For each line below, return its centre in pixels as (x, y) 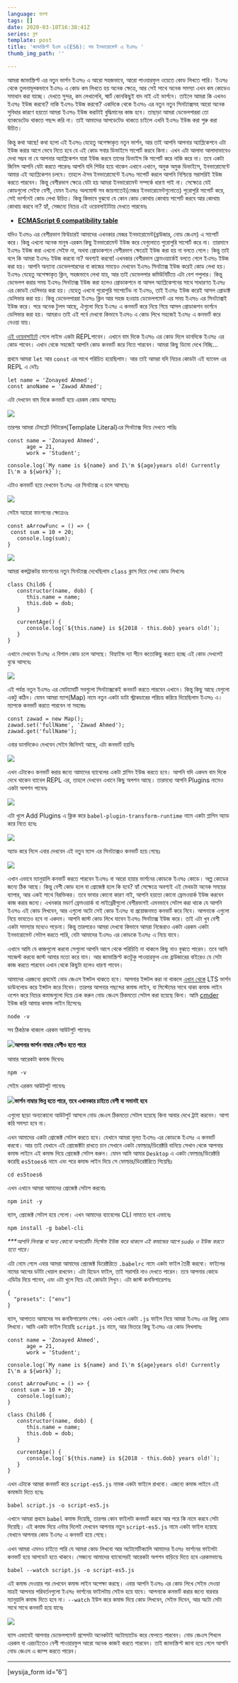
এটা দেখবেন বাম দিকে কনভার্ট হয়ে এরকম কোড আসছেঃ (62, 400)
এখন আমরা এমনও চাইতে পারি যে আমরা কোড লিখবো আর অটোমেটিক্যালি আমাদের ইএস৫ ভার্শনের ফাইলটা (112, 1549)
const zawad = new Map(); (45, 719)
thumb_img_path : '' (36, 54)
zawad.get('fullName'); (42, 731)
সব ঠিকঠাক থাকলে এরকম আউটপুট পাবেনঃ (49, 1030)
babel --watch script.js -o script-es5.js (71, 1570)
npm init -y (25, 1201)
